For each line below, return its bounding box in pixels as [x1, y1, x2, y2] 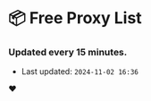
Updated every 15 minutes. [8, 46, 128, 59]
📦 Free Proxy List [8, 8, 142, 29]
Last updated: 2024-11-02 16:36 [21, 66, 139, 77]
